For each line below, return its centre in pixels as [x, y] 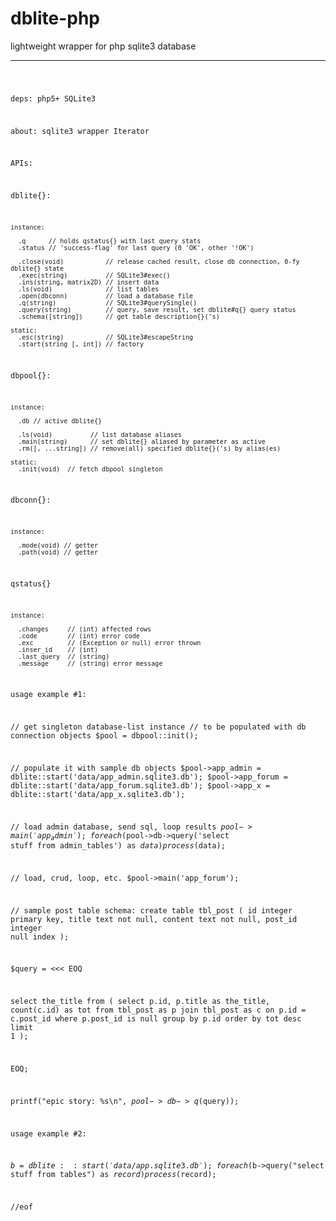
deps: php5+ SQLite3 [53, 98]
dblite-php [55, 18]
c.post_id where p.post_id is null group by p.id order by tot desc [156, 1019]
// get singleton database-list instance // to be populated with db [158, 727]
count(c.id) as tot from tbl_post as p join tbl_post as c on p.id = [158, 1010]
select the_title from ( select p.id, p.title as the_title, [140, 1002]
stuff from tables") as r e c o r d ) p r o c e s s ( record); [113, 1175]
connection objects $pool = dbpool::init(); [104, 736]
